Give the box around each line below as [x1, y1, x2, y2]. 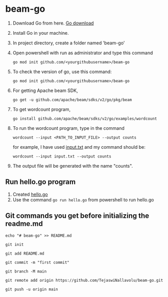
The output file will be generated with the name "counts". [12, 163, 133, 169]
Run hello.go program [5, 177, 76, 187]
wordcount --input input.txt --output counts [12, 154, 111, 159]
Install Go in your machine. [12, 30, 69, 36]
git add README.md [5, 251, 44, 256]
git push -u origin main [5, 287, 58, 292]
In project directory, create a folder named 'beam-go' [12, 39, 125, 46]
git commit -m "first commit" [5, 260, 70, 265]
